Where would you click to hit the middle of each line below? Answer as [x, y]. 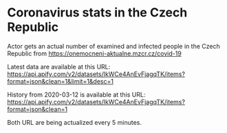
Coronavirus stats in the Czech [97, 13]
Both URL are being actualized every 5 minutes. [75, 122]
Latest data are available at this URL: [59, 66]
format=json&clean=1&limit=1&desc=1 [60, 81]
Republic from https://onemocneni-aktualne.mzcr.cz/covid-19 [95, 53]
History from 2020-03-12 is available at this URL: [76, 95]
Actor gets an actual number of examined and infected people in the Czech [113, 46]
